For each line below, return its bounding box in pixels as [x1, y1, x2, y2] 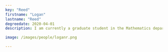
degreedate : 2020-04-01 [5, 21, 55, 26]
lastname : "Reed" [5, 16, 41, 21]
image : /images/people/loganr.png [5, 35, 77, 40]
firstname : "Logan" [5, 12, 46, 17]
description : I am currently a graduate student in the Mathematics [5, 26, 151, 31]
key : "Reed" [5, 7, 30, 12]
